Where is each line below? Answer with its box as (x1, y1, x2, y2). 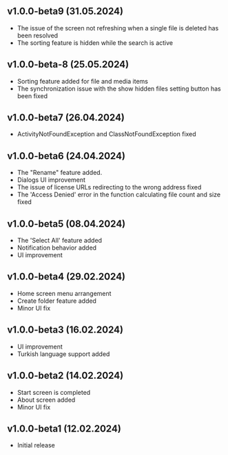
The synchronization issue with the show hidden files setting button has (17, 84, 222, 93)
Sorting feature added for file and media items (17, 77, 148, 85)
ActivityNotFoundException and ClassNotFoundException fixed (17, 130, 196, 138)
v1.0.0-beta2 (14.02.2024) (7, 370, 124, 382)
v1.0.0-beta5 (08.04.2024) (7, 218, 126, 230)
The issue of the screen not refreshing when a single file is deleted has (17, 24, 219, 32)
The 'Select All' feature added (17, 236, 102, 245)
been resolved (17, 31, 59, 39)
